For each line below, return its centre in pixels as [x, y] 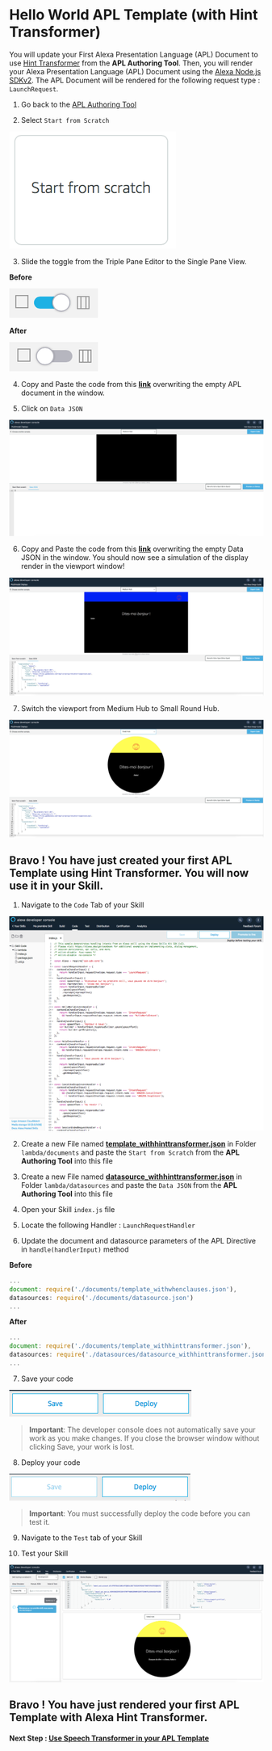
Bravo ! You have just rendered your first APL [125, 1705]
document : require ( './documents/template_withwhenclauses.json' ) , [123, 1289]
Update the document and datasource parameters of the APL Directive [138, 1240]
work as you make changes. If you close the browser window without [144, 1438]
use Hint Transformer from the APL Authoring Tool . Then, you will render [131, 63]
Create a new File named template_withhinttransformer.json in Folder [138, 1143]
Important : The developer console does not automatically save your [142, 1429]
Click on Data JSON [52, 408]
